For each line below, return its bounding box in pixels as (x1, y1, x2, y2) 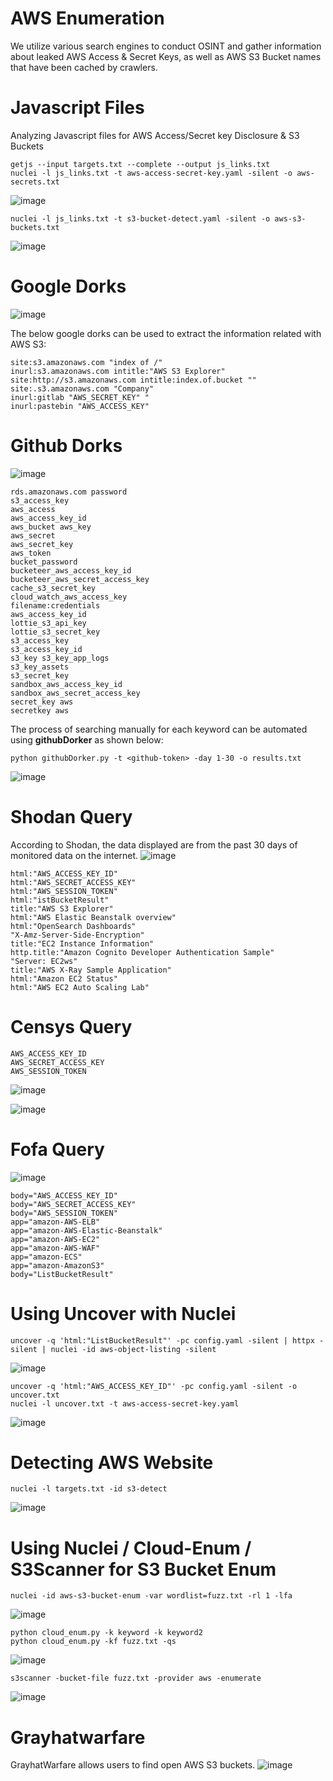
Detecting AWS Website (10, 1451, 214, 1474)
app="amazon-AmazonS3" (10, 1260, 105, 1271)
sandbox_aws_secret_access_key (10, 688, 141, 698)
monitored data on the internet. (10, 849, 139, 861)
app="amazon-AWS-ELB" (10, 1217, 101, 1227)
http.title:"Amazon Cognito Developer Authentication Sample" (10, 947, 275, 957)
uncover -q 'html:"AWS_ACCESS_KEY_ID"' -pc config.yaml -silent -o (10, 1381, 298, 1391)
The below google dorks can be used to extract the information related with (10, 327, 322, 339)
